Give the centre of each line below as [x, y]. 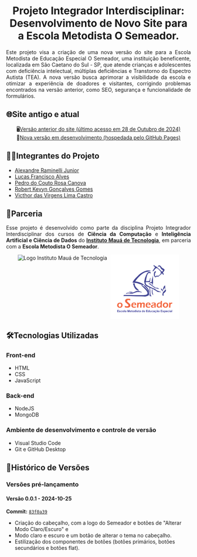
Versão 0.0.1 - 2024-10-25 [39, 498]
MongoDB [27, 415]
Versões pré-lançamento [43, 484]
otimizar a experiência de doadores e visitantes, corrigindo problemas [98, 83]
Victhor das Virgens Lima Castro [54, 195]
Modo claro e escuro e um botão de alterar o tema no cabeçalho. [93, 536]
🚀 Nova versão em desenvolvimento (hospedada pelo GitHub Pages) [98, 137]
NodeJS [24, 409]
